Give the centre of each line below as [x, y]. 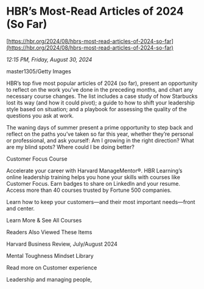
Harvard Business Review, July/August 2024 [62, 244]
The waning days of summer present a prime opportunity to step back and [100, 127]
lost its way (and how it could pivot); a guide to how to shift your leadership [100, 103]
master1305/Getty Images [39, 71]
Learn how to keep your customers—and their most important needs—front [101, 202]
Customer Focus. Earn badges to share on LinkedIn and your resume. [93, 183]
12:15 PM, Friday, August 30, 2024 [49, 59]
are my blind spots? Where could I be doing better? [71, 147]
